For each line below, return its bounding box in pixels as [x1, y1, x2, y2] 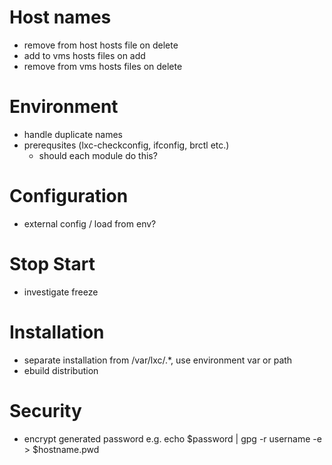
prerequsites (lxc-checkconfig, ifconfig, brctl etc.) [23, 139, 230, 151]
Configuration [9, 185, 129, 208]
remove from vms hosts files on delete [23, 60, 183, 72]
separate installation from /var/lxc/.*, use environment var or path [23, 354, 293, 366]
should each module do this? [38, 149, 158, 161]
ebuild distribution [23, 364, 99, 376]
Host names [9, 6, 112, 29]
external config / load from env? [23, 217, 157, 230]
